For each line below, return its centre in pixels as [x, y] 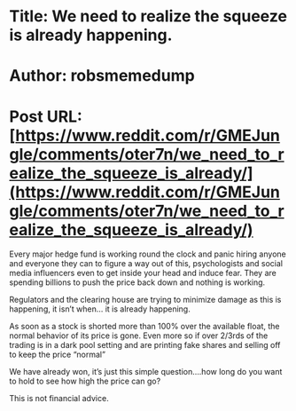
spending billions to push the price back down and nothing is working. [137, 282]
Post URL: [46, 116]
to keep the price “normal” [58, 355]
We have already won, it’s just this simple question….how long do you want [146, 372]
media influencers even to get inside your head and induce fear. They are [143, 273]
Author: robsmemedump [102, 76]
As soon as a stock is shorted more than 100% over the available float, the [144, 327]
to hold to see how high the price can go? [85, 381]
